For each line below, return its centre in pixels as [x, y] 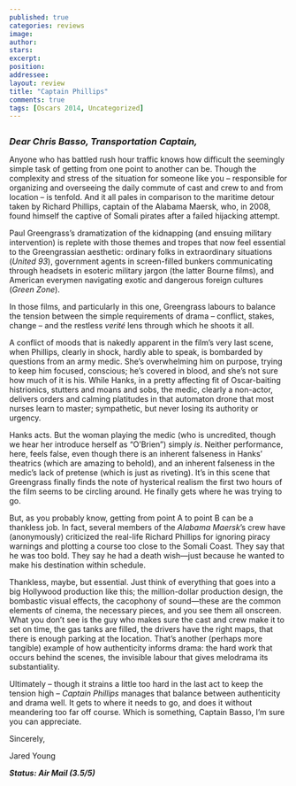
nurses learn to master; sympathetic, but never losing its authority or [134, 409]
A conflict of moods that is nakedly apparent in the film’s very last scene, [141, 343]
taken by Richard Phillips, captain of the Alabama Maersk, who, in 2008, [140, 207]
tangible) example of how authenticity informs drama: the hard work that [141, 648]
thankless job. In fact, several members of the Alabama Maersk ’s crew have [147, 528]
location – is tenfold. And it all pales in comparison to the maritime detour [142, 197]
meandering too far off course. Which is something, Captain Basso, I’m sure [147, 713]
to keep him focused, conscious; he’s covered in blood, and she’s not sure [144, 371]
